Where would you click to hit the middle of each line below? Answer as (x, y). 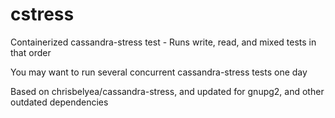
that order (31, 52)
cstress (42, 14)
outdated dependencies (59, 102)
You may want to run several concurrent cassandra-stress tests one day (159, 72)
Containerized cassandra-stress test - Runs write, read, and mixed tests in (163, 42)
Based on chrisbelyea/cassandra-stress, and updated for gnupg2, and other (167, 91)
